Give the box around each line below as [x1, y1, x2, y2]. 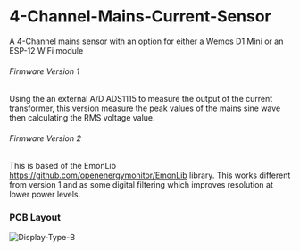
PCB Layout [9, 212, 61, 224]
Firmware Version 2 [9, 132, 82, 144]
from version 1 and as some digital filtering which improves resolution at [9, 180, 274, 190]
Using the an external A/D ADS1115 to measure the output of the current [9, 94, 273, 105]
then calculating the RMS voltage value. [9, 113, 155, 123]
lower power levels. [9, 189, 81, 200]
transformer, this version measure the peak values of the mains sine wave [9, 103, 281, 113]
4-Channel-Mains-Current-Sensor [9, 6, 271, 27]
